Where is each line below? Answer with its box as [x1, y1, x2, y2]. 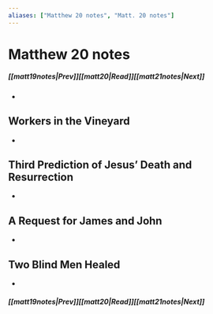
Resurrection [8, 170, 73, 183]
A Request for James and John [8, 214, 163, 227]
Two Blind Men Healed [8, 257, 121, 272]
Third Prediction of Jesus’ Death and [8, 158, 192, 172]
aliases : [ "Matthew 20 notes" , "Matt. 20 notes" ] [8, 11, 175, 20]
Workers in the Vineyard [8, 115, 130, 128]
